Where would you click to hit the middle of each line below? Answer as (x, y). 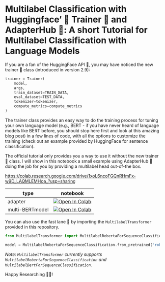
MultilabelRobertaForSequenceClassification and (56, 259)
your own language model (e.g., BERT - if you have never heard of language (82, 125)
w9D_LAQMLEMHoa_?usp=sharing (40, 181)
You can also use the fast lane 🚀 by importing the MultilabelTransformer (78, 221)
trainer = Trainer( (25, 79)
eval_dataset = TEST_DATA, (39, 97)
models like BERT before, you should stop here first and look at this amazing (82, 130)
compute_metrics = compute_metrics (48, 106)
